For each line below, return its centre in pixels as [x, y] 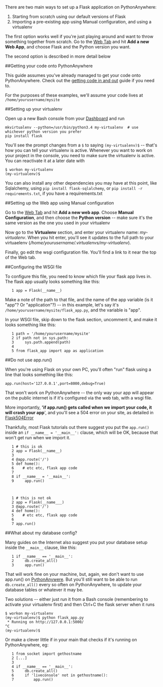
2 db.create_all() [34, 561]
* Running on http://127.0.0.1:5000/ [45, 622]
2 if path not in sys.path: [40, 338]
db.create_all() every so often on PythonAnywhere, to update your [73, 584]
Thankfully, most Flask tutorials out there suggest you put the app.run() [77, 427]
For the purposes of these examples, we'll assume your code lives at [74, 95]
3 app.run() [28, 565]
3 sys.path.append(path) [41, 342]
